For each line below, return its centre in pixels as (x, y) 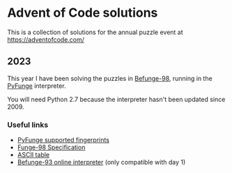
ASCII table (33, 155)
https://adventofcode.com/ (46, 39)
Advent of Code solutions (83, 13)
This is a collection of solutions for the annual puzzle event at (95, 32)
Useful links (28, 125)
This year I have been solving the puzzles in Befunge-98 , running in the (110, 78)
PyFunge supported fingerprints (63, 140)
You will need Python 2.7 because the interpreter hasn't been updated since (116, 99)
